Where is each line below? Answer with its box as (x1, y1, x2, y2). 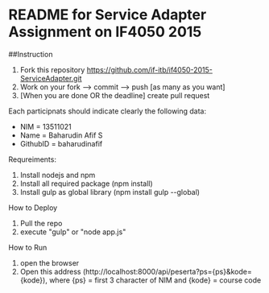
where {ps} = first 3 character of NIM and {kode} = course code (49, 275, 262, 285)
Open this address (19, 266, 82, 276)
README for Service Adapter (8, 6, 207, 24)
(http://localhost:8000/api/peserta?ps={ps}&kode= (82, 266, 252, 276)
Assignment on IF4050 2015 (8, 23, 202, 41)
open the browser (19, 258, 80, 267)
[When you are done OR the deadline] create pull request (19, 90, 210, 100)
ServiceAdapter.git (19, 73, 82, 83)
